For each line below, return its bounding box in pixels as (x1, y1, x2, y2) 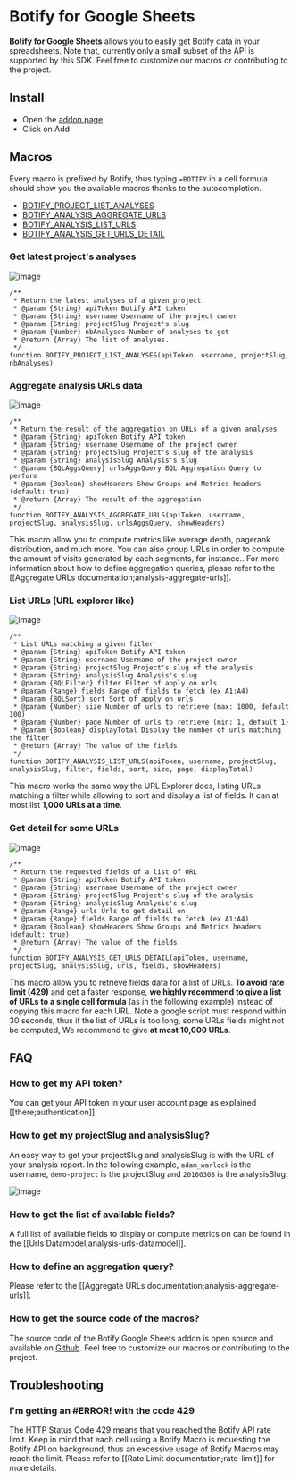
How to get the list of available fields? (9, 1208, 176, 1221)
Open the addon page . (21, 114, 105, 124)
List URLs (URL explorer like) (9, 594, 135, 607)
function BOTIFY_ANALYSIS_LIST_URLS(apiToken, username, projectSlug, (9, 757, 278, 766)
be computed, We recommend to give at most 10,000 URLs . (9, 1024, 231, 1035)
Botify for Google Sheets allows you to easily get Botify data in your (9, 36, 261, 46)
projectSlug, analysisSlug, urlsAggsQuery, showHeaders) (9, 518, 226, 528)
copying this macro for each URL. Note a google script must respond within (9, 1005, 287, 1016)
